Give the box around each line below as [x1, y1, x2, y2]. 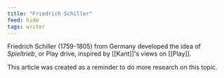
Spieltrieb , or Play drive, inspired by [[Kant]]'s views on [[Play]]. [7, 49, 192, 58]
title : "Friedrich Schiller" [7, 10, 93, 17]
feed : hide [7, 17, 39, 24]
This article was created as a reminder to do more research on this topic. [7, 63, 218, 72]
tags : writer [7, 23, 46, 30]
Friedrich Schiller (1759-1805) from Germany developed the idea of [7, 42, 202, 51]
